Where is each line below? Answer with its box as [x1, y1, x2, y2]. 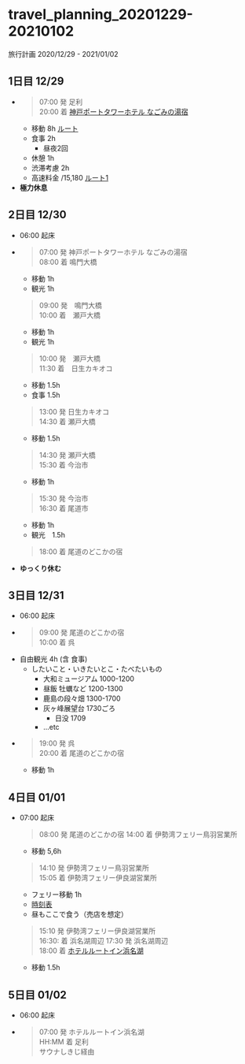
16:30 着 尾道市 [38, 503, 89, 513]
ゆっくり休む [19, 564, 61, 573]
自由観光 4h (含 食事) [19, 654, 88, 664]
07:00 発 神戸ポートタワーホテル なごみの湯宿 [38, 247, 188, 257]
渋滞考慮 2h [31, 163, 70, 173]
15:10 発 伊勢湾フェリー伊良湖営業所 [38, 926, 156, 936]
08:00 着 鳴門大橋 [38, 257, 97, 266]
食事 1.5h [31, 390, 60, 400]
